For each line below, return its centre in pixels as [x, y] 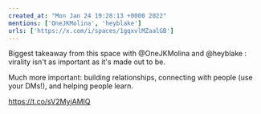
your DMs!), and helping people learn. [71, 86]
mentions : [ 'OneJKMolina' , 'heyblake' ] [75, 23]
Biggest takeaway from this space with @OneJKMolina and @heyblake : [128, 54]
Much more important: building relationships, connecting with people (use [130, 78]
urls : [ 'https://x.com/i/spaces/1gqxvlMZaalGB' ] [91, 31]
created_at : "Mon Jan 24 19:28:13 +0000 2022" [88, 16]
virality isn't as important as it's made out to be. [87, 62]
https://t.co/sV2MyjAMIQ [49, 102]
